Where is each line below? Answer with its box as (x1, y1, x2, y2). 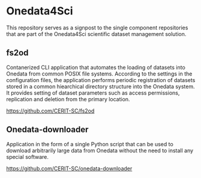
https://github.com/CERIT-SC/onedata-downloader (6, 165, 133, 172)
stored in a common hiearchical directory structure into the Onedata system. (6, 83, 195, 90)
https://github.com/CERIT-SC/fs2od (6, 107, 95, 114)
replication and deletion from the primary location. (6, 95, 130, 102)
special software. (6, 153, 49, 160)
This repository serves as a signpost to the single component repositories (6, 24, 188, 31)
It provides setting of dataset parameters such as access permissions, (6, 89, 180, 96)
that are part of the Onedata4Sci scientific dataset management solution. (6, 30, 187, 37)
